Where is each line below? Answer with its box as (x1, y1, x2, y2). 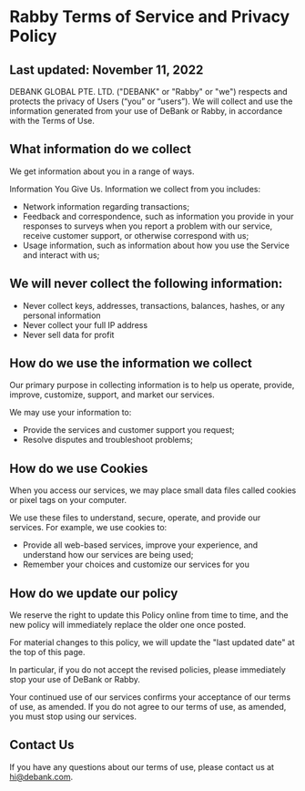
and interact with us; (22, 249, 100, 261)
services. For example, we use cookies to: (9, 522, 168, 533)
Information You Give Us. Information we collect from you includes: (9, 183, 261, 194)
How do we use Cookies (9, 460, 148, 476)
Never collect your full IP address (22, 319, 148, 330)
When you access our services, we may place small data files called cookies (9, 485, 297, 496)
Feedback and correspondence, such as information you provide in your (22, 211, 294, 221)
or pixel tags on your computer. (9, 495, 127, 506)
